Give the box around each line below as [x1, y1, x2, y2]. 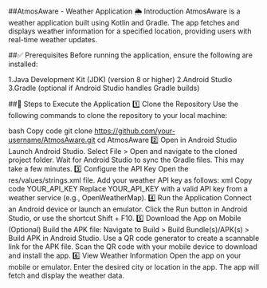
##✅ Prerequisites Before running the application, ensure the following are [8, 50, 253, 60]
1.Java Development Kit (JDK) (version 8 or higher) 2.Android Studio [8, 75, 233, 84]
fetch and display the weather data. [8, 270, 125, 280]
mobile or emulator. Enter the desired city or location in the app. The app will [8, 262, 260, 271]
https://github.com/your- [94, 126, 175, 136]
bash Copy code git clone [8, 126, 93, 136]
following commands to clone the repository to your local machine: [8, 111, 228, 120]
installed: [8, 59, 38, 69]
